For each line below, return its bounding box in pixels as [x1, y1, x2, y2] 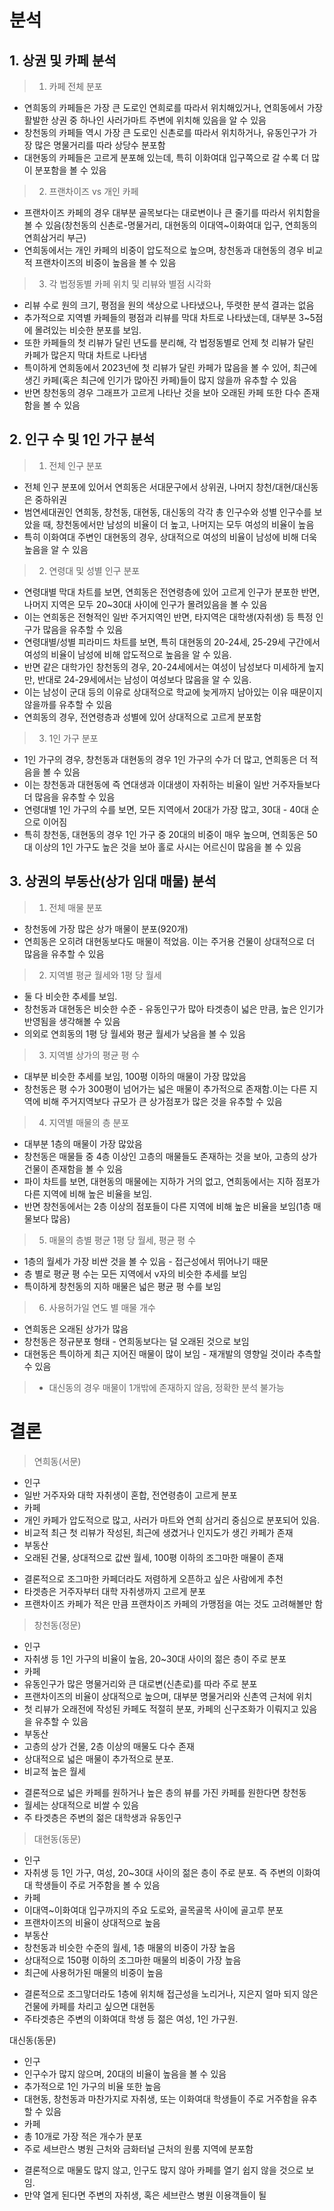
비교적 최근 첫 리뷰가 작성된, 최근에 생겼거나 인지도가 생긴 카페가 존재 [23, 1526, 294, 1538]
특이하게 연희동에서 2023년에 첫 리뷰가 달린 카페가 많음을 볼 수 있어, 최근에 [23, 362, 318, 373]
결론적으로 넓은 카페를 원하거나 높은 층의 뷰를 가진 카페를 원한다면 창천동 [23, 1786, 307, 1798]
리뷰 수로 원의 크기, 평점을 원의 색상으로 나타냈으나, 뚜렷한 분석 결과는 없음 [23, 299, 315, 311]
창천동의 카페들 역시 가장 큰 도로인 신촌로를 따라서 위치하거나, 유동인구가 [23, 127, 307, 138]
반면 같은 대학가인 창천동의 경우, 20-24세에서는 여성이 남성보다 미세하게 [23, 661, 306, 673]
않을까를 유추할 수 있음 [23, 698, 113, 710]
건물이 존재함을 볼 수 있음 [23, 1162, 124, 1175]
